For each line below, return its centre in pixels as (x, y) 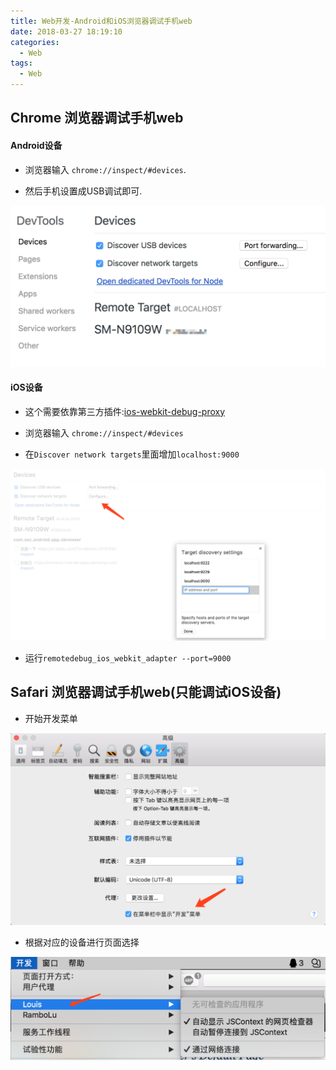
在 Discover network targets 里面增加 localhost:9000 (132, 454)
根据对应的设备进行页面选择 (82, 942)
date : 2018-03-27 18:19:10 (66, 31)
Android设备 (36, 145)
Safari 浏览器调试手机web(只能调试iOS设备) (146, 692)
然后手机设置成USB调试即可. (83, 191)
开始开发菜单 (51, 718)
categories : (35, 42)
